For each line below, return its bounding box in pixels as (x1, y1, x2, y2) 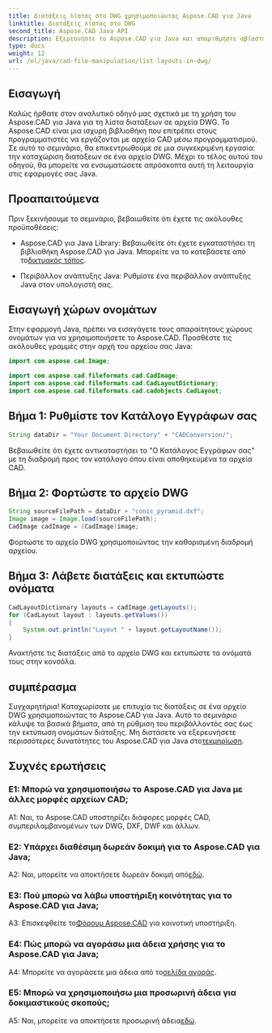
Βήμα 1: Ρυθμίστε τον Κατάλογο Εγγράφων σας (8, 410, 257, 423)
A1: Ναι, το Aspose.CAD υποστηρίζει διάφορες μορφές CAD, (8, 812, 211, 822)
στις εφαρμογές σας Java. (8, 168, 98, 178)
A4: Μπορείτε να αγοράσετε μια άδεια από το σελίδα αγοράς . (8, 967, 217, 976)
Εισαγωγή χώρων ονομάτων (8, 303, 158, 317)
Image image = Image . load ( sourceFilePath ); (8, 515, 158, 523)
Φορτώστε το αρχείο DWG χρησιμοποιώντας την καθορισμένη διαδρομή (8, 537, 253, 546)
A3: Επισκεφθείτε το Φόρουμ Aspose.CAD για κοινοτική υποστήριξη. (8, 918, 237, 928)
